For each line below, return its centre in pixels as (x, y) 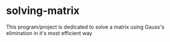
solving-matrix (43, 11)
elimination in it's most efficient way (49, 33)
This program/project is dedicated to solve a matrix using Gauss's (85, 27)
